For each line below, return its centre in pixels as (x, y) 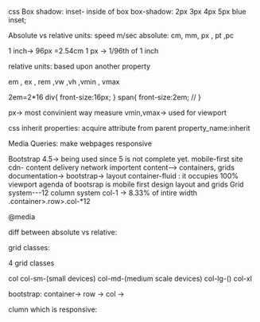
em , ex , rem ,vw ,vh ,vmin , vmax (64, 82)
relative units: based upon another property (80, 66)
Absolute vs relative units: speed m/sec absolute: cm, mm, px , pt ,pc (121, 35)
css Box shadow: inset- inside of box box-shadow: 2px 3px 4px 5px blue (127, 12)
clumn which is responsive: (53, 309)
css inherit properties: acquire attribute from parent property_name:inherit (129, 128)
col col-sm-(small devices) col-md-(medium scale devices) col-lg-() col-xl (130, 279)
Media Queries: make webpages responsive (80, 143)
